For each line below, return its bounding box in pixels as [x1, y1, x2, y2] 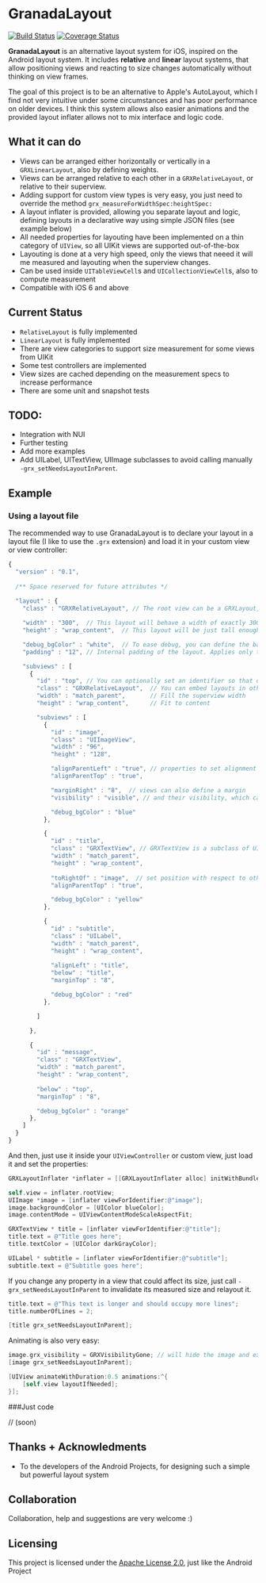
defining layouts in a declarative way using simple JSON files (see [19, 215, 235, 224]
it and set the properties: [8, 1159, 89, 1168]
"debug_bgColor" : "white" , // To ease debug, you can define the [22, 640, 249, 649]
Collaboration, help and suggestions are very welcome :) [8, 1514, 193, 1524]
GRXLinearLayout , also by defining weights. [19, 164, 159, 174]
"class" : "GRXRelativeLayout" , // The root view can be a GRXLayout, [22, 604, 260, 613]
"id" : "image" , [50, 728, 104, 736]
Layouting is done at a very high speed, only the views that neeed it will [19, 249, 253, 259]
